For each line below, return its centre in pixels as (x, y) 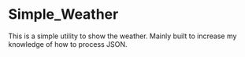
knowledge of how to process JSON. (68, 44)
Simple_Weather (63, 14)
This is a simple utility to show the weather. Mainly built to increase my (122, 36)
